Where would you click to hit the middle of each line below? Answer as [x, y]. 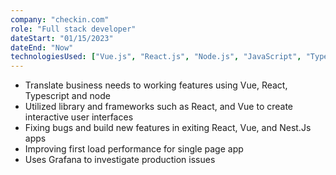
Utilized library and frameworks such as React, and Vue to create [159, 107]
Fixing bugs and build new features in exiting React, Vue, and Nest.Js [168, 128]
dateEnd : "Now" [42, 47]
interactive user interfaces [79, 117]
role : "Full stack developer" [73, 29]
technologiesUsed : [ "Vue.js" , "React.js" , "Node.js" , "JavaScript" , [156, 57]
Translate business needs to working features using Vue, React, [156, 85]
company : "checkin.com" [60, 19]
